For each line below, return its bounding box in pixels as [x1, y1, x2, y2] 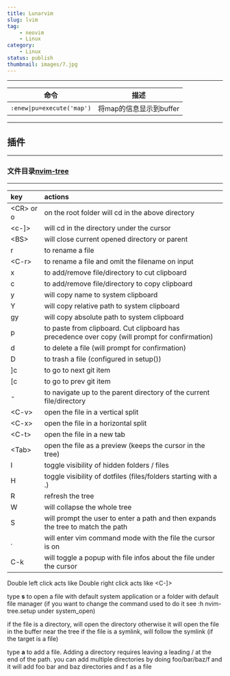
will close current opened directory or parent [44, 234, 188, 244]
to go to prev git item [44, 376, 111, 386]
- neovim [19, 29, 44, 36]
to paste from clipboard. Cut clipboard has [44, 323, 180, 333]
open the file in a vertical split [44, 407, 139, 416]
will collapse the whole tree [44, 502, 132, 512]
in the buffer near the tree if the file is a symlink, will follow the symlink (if [7, 627, 214, 636]
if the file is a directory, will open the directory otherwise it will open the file [7, 620, 219, 628]
